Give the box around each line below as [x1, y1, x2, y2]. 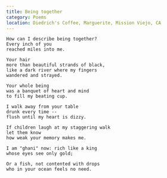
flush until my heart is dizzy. [6, 114, 86, 120]
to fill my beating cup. [6, 93, 68, 99]
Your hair [6, 57, 31, 63]
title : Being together [6, 8, 63, 15]
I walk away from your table [6, 104, 79, 110]
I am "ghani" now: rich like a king [6, 145, 97, 152]
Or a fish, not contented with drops [6, 161, 100, 167]
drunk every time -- [6, 109, 58, 115]
